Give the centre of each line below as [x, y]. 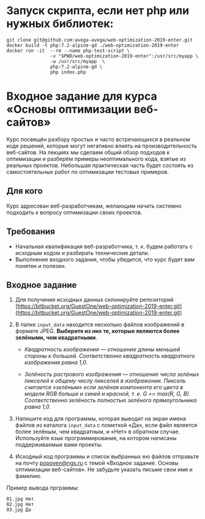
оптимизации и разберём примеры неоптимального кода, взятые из [96, 159]
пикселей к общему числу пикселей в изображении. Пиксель [105, 381]
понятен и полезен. [40, 266]
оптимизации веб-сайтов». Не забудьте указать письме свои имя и [104, 469]
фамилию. [28, 476]
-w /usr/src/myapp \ [77, 61]
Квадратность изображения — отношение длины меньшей [102, 349]
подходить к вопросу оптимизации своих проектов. [74, 212]
